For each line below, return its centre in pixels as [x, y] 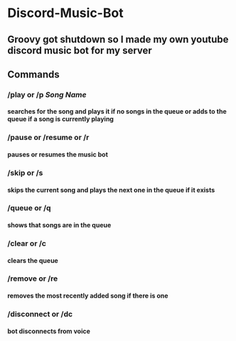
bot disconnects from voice [49, 331]
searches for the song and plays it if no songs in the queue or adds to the [117, 112]
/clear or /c [27, 243]
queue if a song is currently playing [60, 119]
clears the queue [33, 260]
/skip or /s [25, 173]
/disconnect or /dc [40, 314]
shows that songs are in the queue [59, 225]
